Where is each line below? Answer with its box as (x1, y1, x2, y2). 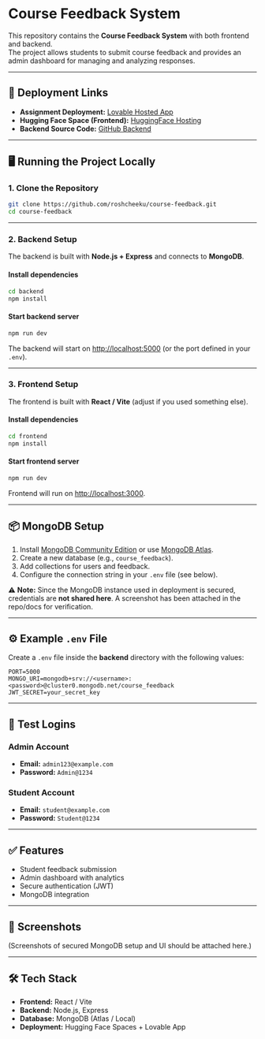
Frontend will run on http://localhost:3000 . (8, 488, 146, 497)
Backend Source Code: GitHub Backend (19, 124, 151, 133)
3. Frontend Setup (8, 379, 79, 390)
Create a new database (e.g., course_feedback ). (19, 553, 174, 562)
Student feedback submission (19, 865, 117, 874)
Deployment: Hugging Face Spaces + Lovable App (19, 1022, 186, 1031)
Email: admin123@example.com (19, 759, 114, 769)
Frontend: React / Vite (19, 996, 93, 1006)
